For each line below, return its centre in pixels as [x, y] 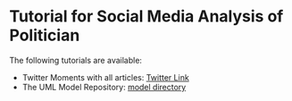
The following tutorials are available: [76, 60]
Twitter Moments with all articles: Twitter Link [105, 77]
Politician [45, 35]
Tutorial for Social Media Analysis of [146, 17]
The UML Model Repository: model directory [104, 87]
